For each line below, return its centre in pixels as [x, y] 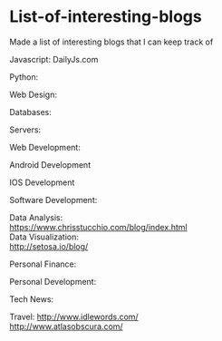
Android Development [50, 164]
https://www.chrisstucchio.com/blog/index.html [98, 227]
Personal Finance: [43, 264]
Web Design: [33, 94]
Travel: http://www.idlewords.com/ [74, 317]
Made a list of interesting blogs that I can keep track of [111, 42]
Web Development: [45, 147]
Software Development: [53, 200]
